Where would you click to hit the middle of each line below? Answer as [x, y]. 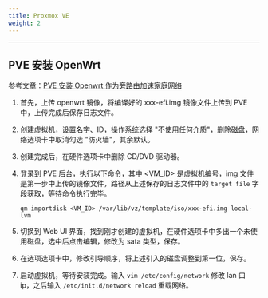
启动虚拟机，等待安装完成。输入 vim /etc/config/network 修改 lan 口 [132, 276]
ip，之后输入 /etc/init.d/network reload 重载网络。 [106, 285]
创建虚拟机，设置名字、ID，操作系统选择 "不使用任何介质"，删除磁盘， [136, 129]
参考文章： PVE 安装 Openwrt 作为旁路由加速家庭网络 [95, 85]
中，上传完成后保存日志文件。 [69, 113]
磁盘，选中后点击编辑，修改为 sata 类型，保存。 [106, 241]
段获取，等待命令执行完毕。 [65, 193]
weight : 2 [25, 23]
